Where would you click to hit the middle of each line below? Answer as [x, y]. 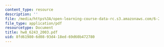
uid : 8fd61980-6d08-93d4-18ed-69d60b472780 [50, 37]
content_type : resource [29, 10]
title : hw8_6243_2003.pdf [31, 32]
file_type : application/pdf [34, 23]
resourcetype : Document [29, 28]
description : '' [21, 14]
